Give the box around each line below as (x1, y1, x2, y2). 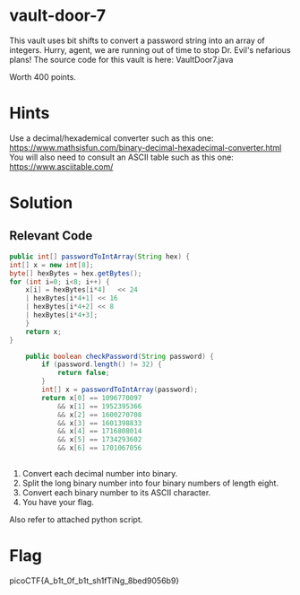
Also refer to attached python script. (9, 513, 143, 525)
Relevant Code (9, 228, 93, 243)
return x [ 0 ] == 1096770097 (41, 393, 142, 402)
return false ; (56, 369, 110, 378)
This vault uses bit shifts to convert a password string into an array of (9, 35, 266, 46)
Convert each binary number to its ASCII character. (21, 486, 211, 498)
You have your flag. (21, 496, 94, 507)
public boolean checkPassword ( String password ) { (25, 352, 215, 361)
